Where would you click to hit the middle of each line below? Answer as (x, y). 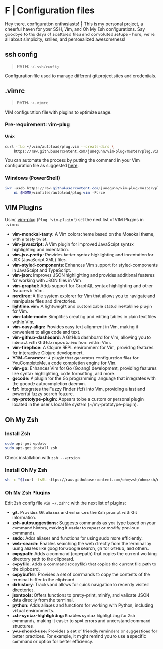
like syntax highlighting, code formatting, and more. (64, 374)
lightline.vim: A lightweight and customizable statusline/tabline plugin (82, 307)
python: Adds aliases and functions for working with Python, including (83, 605)
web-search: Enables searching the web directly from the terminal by (82, 544)
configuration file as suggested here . (42, 166)
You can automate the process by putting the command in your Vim (72, 160)
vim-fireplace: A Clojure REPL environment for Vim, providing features (83, 348)
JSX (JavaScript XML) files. (40, 260)
